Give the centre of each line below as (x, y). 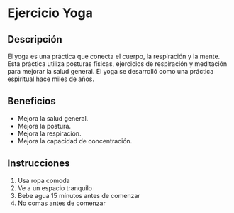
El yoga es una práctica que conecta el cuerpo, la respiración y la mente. (114, 56)
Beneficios (32, 101)
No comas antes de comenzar (62, 203)
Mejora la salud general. (53, 118)
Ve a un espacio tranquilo (55, 188)
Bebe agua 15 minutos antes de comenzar (79, 195)
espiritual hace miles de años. (51, 79)
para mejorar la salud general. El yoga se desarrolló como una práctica (111, 71)
